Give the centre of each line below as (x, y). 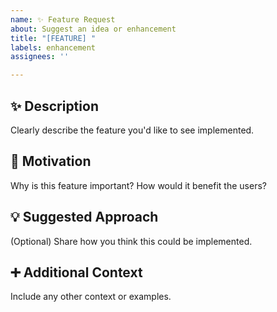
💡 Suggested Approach (84, 217)
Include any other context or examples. (91, 297)
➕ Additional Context (76, 272)
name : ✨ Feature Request (63, 19)
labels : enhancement (53, 47)
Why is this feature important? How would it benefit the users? (138, 185)
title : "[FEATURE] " (53, 38)
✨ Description (54, 106)
